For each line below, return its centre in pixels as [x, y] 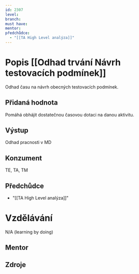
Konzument [24, 158]
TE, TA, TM [17, 170]
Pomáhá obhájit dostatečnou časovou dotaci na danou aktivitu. [70, 114]
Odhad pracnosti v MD [28, 142]
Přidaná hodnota [32, 103]
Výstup [17, 130]
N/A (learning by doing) [29, 232]
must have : [16, 24]
